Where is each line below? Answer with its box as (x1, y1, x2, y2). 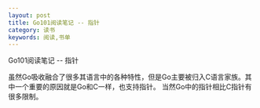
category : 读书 (8, 26, 56, 34)
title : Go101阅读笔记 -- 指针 (8, 19, 100, 27)
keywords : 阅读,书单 (8, 33, 71, 41)
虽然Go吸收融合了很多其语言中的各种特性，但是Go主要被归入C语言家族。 (8, 72, 245, 82)
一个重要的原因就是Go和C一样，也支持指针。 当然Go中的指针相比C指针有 (14, 82, 253, 92)
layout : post (8, 11, 51, 20)
